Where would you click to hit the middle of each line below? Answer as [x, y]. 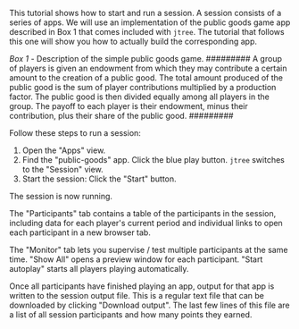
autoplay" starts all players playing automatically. [99, 269]
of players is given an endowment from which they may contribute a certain [148, 68]
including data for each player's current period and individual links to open [146, 223]
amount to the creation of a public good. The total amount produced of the [146, 78]
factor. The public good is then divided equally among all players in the [139, 97]
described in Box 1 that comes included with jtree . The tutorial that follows [147, 32]
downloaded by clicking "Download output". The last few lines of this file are [149, 305]
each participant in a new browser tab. [80, 232]
